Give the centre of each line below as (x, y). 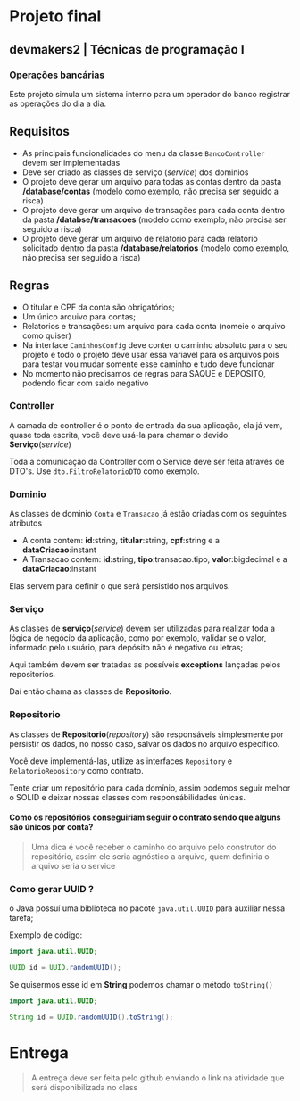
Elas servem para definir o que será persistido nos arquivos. (120, 586)
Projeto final (55, 17)
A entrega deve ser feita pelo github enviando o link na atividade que (158, 1078)
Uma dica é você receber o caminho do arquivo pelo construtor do (154, 847)
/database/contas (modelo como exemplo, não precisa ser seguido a (150, 191)
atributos (26, 523)
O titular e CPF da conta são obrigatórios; (99, 307)
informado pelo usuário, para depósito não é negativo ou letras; (126, 648)
